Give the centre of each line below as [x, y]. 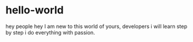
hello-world [35, 10]
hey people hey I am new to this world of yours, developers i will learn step [97, 26]
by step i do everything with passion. [50, 32]
